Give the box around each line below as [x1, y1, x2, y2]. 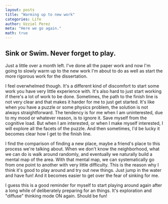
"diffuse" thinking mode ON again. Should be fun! [5, 192, 108, 198]
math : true [5, 31, 28, 36]
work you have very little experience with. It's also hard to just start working [5, 88, 162, 94]
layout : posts [5, 7, 35, 13]
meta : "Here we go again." [5, 26, 62, 31]
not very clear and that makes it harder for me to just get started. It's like [5, 99, 155, 105]
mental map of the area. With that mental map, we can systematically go [5, 156, 154, 162]
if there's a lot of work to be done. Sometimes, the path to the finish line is [5, 93, 158, 99]
